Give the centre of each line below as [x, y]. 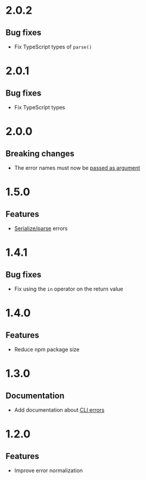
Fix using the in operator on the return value [69, 289]
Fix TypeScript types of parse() [53, 47]
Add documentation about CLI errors [59, 410]
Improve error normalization [48, 470]
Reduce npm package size [47, 349]
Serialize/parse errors [41, 228]
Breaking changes [40, 153]
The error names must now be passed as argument [77, 168]
